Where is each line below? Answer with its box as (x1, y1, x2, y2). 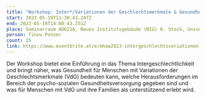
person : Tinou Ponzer (6, 32, 62, 38)
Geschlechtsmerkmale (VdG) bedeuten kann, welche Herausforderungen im (6, 73, 198, 80)
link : (6, 43, 20, 50)
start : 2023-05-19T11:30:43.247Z (6, 15, 92, 21)
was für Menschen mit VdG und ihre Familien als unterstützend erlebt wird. (6, 86, 196, 93)
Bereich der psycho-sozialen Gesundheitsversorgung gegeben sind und (6, 79, 189, 86)
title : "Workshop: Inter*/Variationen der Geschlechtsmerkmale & (6, 9, 177, 15)
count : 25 (6, 37, 32, 43)
